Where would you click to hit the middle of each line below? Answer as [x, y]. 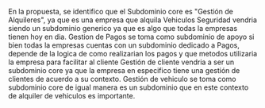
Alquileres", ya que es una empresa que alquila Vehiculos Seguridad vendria [133, 20]
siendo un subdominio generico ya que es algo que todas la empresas [123, 28]
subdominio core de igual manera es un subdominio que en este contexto [129, 87]
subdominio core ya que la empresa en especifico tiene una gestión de [124, 70]
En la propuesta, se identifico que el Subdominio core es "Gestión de [121, 12]
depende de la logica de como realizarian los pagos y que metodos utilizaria [133, 54]
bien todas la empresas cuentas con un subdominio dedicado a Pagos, [124, 45]
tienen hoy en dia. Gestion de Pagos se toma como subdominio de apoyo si [131, 37]
